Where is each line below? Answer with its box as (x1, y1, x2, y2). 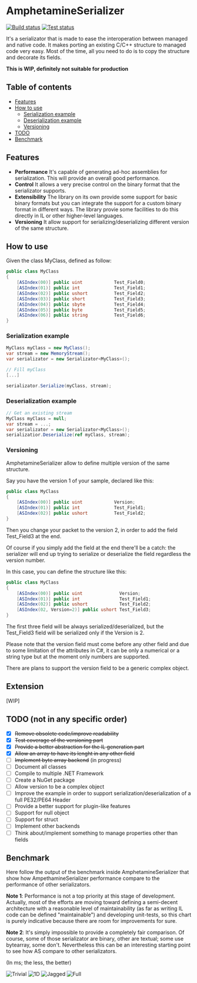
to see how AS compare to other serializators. (6, 948, 117, 955)
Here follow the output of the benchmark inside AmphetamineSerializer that (6, 869, 189, 876)
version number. (6, 557, 46, 564)
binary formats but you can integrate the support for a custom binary (14, 199, 182, 207)
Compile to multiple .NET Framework (14, 770, 104, 777)
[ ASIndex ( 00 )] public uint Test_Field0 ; (16, 280, 146, 286)
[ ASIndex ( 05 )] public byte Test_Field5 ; (16, 307, 146, 313)
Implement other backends (14, 823, 81, 830)
